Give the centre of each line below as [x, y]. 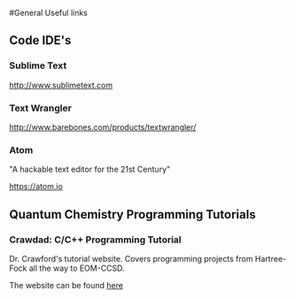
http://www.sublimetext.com [61, 85]
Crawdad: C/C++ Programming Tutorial [95, 240]
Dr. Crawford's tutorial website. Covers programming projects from [131, 258]
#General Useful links [49, 13]
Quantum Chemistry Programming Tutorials [132, 215]
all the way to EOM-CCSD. [77, 268]
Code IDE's [40, 40]
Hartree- [270, 258]
